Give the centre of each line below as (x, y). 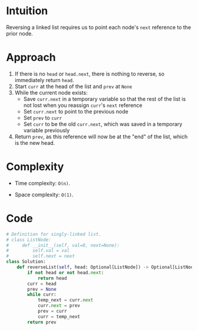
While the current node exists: (51, 92)
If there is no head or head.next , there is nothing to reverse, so (90, 74)
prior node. (20, 33)
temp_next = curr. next (65, 300)
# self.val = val (38, 251)
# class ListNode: (29, 240)
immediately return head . (44, 80)
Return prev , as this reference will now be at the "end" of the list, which (101, 137)
